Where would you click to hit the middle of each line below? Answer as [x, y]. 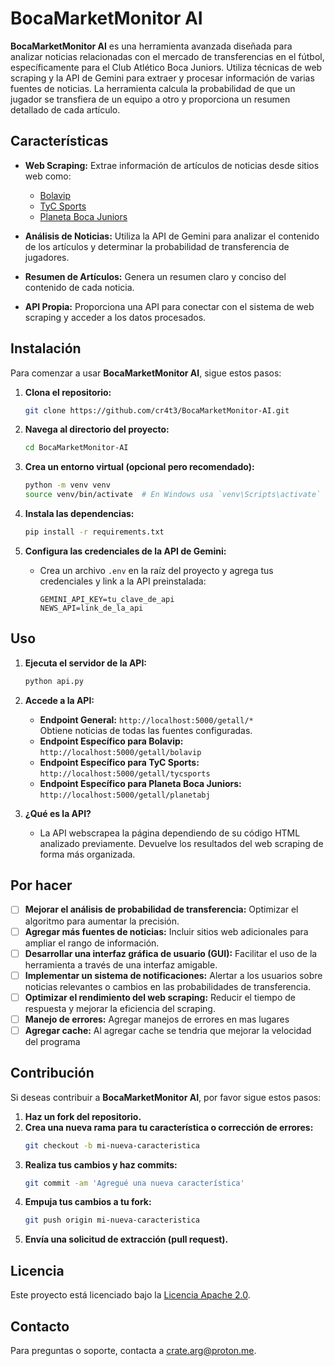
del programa [52, 1041]
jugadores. [47, 257]
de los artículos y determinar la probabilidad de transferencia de [157, 246]
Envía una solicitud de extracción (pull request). [126, 1239]
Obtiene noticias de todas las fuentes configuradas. [146, 730]
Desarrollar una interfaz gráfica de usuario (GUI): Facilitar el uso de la [171, 953]
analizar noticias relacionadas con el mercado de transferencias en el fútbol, [167, 56]
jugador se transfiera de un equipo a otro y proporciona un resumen [150, 99]
